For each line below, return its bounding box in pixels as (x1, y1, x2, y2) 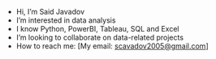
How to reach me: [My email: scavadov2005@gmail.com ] (15, 41, 209, 51)
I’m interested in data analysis (15, 15, 116, 25)
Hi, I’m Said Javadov (15, 7, 85, 16)
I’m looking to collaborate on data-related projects (15, 32, 184, 42)
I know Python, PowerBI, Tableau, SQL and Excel (15, 24, 179, 33)
